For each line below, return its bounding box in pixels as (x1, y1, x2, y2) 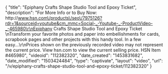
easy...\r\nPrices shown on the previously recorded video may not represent (5, 42, 163, 47)
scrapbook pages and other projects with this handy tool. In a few (5, 36, 141, 42)
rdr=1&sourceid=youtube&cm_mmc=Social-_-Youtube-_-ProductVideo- (5, 20, 153, 26)
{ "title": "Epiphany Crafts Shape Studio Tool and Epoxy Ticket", (5, 5, 137, 10)
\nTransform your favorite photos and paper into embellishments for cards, (5, 31, 160, 37)
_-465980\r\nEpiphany (5, 26, 53, 32)
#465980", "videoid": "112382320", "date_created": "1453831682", (5, 52, 143, 58)
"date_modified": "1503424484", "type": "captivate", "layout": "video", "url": (5, 58, 163, 63)
